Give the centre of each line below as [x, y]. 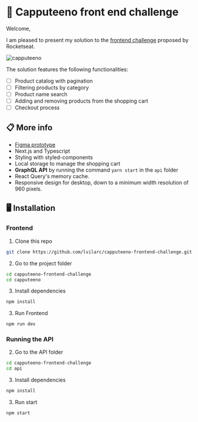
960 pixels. [28, 189]
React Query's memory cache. [52, 176]
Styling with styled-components [54, 157]
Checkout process [37, 108]
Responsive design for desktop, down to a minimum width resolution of [101, 183]
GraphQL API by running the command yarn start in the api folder [96, 170]
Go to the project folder [43, 263]
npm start [18, 413]
